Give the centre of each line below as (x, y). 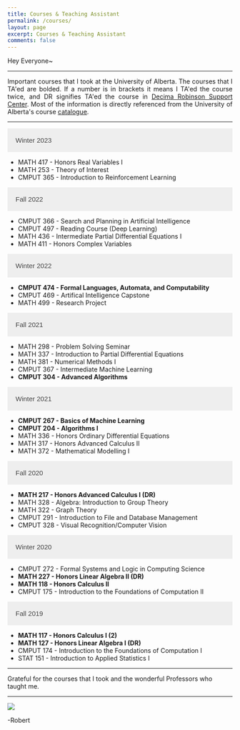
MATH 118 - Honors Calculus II (63, 584)
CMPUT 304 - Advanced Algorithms (72, 377)
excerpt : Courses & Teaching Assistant (67, 34)
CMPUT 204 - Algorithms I (58, 429)
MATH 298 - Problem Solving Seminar (74, 346)
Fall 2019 (29, 614)
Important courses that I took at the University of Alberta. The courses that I (120, 81)
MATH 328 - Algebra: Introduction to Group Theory (93, 502)
